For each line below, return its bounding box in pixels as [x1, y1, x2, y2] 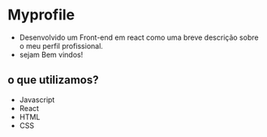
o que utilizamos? [7, 73, 99, 87]
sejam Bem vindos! [19, 49, 84, 59]
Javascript [19, 95, 55, 105]
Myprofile [7, 6, 75, 24]
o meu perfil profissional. [19, 41, 103, 50]
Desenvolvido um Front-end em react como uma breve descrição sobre [19, 32, 259, 42]
